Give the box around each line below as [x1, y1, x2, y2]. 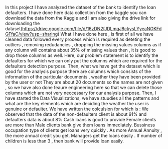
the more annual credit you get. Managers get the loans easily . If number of [5, 133, 162, 138]
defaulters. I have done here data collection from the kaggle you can [5, 10, 147, 16]
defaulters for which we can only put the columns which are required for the [5, 58, 162, 63]
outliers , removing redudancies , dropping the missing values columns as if [5, 42, 161, 47]
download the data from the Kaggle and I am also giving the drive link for [5, 15, 155, 21]
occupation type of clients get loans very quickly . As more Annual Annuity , [5, 127, 162, 133]
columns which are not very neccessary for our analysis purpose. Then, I [5, 90, 156, 96]
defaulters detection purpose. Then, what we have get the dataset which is [5, 63, 160, 69]
